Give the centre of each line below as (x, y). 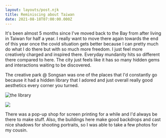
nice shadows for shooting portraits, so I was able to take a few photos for (82, 125)
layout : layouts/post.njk (32, 10)
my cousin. (16, 130)
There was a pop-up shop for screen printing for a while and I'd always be (82, 114)
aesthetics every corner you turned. (42, 85)
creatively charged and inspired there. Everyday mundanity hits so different (83, 54)
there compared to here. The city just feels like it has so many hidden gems (83, 60)
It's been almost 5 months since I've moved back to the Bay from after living (83, 33)
